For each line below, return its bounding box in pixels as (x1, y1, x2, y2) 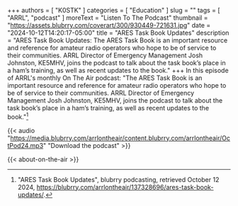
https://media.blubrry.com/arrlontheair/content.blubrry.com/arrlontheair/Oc (10, 134, 231, 142)
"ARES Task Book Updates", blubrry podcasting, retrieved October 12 (17, 175, 220, 183)
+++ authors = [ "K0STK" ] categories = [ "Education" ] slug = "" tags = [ (7, 6, 221, 14)
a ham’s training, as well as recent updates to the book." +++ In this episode (7, 67, 229, 74)
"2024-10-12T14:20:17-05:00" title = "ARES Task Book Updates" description (7, 28, 229, 37)
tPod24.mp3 (7, 141, 44, 149)
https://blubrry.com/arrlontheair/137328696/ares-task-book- (36, 183, 214, 191)
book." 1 (7, 111, 29, 121)
